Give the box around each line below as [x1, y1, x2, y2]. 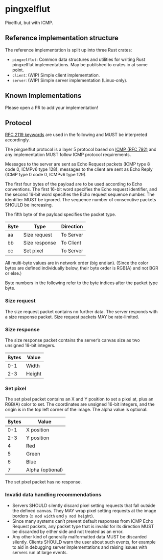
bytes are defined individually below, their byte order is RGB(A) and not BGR [5, 265, 158, 271]
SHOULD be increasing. [5, 202, 53, 208]
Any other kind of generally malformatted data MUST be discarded [12, 533, 147, 539]
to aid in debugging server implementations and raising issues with [12, 544, 148, 550]
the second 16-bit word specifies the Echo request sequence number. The [5, 191, 155, 197]
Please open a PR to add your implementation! [5, 105, 98, 110]
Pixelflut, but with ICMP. [5, 20, 53, 26]
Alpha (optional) [26, 466, 64, 473]
